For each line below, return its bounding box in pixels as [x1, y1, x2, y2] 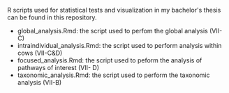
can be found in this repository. [7, 13, 97, 22]
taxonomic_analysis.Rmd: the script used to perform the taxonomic [17, 71, 211, 79]
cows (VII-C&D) [17, 49, 63, 57]
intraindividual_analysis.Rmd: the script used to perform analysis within [17, 42, 222, 49]
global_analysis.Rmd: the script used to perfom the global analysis [17, 27, 208, 35]
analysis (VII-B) [17, 78, 62, 86]
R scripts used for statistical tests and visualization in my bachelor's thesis [7, 6, 221, 14]
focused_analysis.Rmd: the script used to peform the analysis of [17, 56, 202, 65]
